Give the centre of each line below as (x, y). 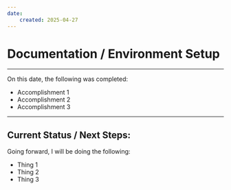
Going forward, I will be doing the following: (69, 152)
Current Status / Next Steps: (69, 135)
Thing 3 (28, 180)
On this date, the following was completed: (68, 79)
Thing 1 (27, 165)
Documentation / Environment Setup (113, 54)
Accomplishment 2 (44, 99)
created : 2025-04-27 (49, 20)
